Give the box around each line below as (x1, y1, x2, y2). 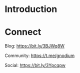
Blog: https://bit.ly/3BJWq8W (4, 43, 65, 49)
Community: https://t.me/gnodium (4, 52, 75, 58)
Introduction (4, 3, 57, 15)
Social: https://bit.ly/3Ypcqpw (4, 62, 66, 68)
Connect (4, 26, 41, 38)
